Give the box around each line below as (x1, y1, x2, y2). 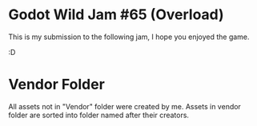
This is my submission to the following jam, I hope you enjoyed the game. (8, 32, 250, 41)
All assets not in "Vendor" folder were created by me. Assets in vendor (8, 101, 242, 111)
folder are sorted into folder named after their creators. (8, 110, 190, 120)
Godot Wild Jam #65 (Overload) (8, 6, 224, 24)
